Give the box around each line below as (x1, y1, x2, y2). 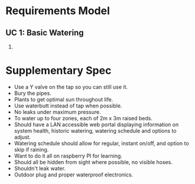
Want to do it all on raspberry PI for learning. (14, 152, 122, 159)
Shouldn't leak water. (14, 165, 66, 172)
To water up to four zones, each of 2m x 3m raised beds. (14, 114, 153, 121)
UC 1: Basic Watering (5, 28, 84, 38)
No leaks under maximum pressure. (14, 108, 101, 116)
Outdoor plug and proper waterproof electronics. (14, 171, 134, 178)
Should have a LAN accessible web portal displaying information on (14, 121, 179, 128)
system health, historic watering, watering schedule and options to (14, 127, 177, 134)
